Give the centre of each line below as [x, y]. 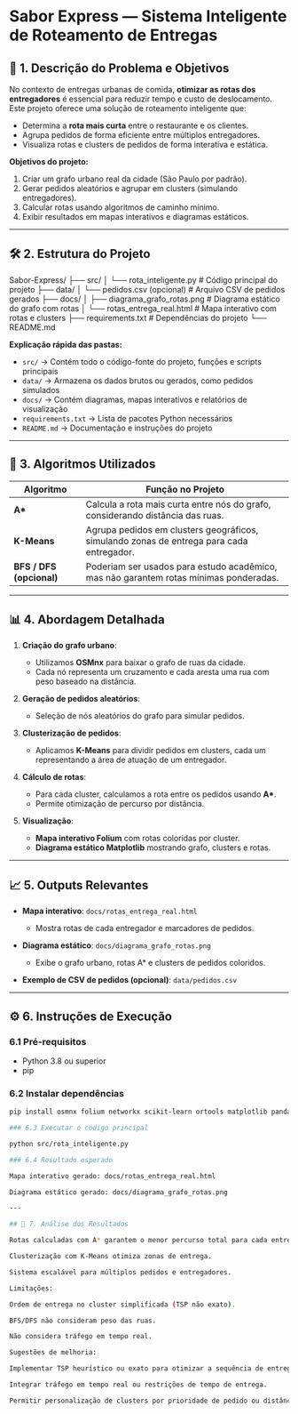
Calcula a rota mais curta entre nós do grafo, [178, 504]
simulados [41, 390]
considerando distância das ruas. [155, 515]
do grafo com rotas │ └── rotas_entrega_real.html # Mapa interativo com [143, 308]
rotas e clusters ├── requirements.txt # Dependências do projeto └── [138, 317]
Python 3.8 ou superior [64, 1061]
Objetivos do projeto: [49, 161]
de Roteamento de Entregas [114, 35]
